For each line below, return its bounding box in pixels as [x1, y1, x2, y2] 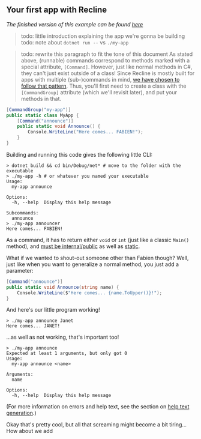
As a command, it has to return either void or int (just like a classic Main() [6, 236, 190, 243]
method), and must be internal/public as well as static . [6, 243, 140, 250]
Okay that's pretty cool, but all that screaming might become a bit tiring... [6, 421, 187, 428]
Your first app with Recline [6, 5, 107, 15]
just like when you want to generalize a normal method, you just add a [6, 261, 179, 268]
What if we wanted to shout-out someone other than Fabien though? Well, [6, 254, 189, 261]
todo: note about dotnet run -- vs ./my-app [20, 38, 129, 46]
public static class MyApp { [6, 112, 79, 118]
